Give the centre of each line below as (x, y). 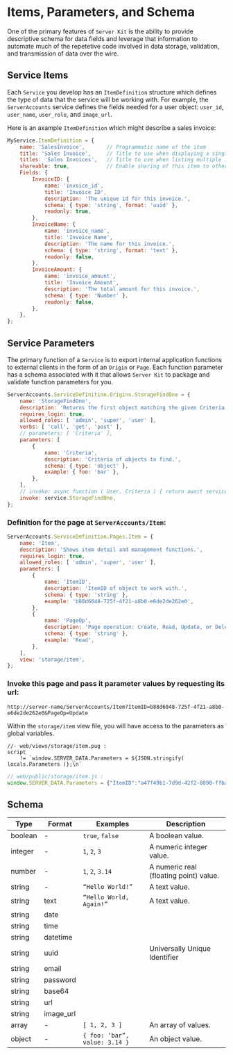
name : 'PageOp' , (68, 621)
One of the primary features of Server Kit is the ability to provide (101, 31)
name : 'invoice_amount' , (80, 276)
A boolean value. (176, 836)
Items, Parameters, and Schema (101, 12)
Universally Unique (180, 949)
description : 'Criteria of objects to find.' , (113, 459)
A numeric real (173, 867)
